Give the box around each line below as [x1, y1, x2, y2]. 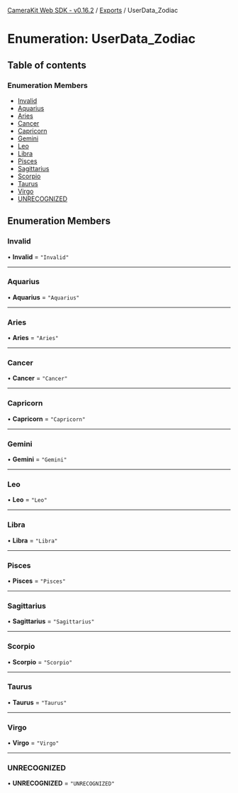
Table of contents [7, 59, 86, 71]
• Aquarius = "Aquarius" [7, 292, 80, 301]
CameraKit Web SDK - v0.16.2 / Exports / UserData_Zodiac [7, 6, 178, 14]
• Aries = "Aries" [7, 334, 59, 342]
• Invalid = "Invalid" [7, 252, 69, 261]
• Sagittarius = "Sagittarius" [7, 617, 95, 625]
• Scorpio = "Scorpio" [7, 657, 73, 666]
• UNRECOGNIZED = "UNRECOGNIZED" [7, 779, 115, 787]
